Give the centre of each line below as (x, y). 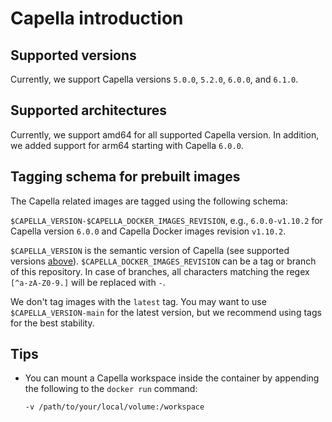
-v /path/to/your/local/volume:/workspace (114, 407)
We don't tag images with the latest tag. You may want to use (138, 301)
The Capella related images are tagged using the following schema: (149, 201)
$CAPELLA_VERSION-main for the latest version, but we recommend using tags (166, 312)
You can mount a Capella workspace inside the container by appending (172, 378)
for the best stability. (52, 323)
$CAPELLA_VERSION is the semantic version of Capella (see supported (150, 250)
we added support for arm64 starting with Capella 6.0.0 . (127, 145)
